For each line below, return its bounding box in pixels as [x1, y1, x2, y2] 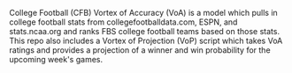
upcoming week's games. [9, 55, 104, 64]
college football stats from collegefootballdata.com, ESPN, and [9, 17, 238, 27]
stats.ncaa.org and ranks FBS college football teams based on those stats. [9, 26, 280, 36]
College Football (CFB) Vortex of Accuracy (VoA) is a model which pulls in [9, 8, 279, 18]
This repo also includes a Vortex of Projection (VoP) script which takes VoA [9, 35, 283, 46]
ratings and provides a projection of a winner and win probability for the [9, 45, 272, 55]
